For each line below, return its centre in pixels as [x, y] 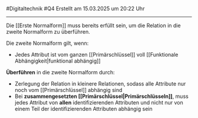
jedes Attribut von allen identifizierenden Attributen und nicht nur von [99, 102]
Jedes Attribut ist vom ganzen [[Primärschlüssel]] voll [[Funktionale [96, 55]
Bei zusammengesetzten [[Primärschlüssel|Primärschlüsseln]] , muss [101, 96]
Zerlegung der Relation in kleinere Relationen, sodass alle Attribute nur [100, 84]
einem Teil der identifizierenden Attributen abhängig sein [83, 109]
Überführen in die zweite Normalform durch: [60, 72]
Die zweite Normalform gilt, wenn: [47, 43]
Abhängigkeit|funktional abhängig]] [58, 61]
